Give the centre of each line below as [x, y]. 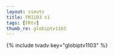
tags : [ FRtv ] [23, 23]
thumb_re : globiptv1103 [36, 28]
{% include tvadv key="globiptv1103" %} [57, 45]
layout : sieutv [25, 12]
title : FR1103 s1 [28, 17]
